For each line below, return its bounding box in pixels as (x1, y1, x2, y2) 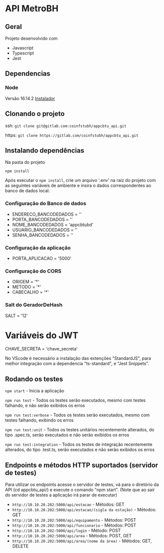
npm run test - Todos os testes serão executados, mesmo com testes (5, 398, 146, 403)
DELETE (12, 543, 29, 549)
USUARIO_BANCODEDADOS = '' (12, 226, 78, 233)
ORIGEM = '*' (12, 279, 40, 285)
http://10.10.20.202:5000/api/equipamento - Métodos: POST (12, 517, 137, 523)
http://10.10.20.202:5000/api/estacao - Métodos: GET (12, 502, 125, 507)
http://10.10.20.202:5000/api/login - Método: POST (12, 528, 121, 533)
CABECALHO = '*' (12, 289, 49, 295)
